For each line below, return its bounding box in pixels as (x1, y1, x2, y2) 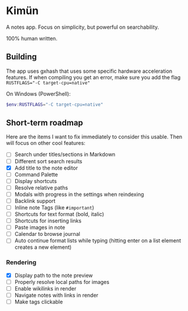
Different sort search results (14, 157, 83, 165)
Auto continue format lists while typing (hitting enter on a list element (14, 237, 182, 244)
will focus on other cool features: (6, 140, 86, 147)
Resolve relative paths (14, 184, 69, 191)
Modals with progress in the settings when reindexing (14, 191, 145, 198)
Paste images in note (14, 224, 66, 231)
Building (6, 52, 37, 62)
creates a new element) (14, 244, 72, 251)
